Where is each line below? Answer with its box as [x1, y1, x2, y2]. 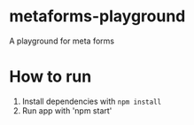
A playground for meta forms [9, 35, 115, 46]
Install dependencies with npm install [21, 96, 162, 106]
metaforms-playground [9, 6, 186, 27]
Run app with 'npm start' [21, 105, 113, 116]
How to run [9, 66, 92, 87]
